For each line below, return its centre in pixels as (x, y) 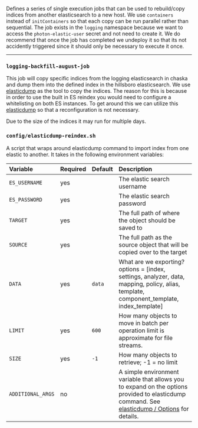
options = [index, (142, 269)
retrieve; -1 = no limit (148, 362)
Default (102, 169)
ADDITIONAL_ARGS (32, 394)
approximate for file (146, 338)
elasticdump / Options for (154, 408)
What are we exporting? (152, 261)
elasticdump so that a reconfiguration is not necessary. (73, 110)
